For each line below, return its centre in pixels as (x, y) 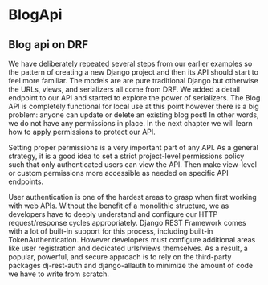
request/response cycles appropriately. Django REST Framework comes (127, 223)
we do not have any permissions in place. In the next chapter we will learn (130, 123)
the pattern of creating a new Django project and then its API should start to (134, 72)
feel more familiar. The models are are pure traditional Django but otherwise (133, 81)
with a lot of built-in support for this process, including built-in (111, 231)
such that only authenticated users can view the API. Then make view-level (132, 165)
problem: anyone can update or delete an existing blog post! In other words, (134, 115)
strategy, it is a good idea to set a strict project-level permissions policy (126, 156)
